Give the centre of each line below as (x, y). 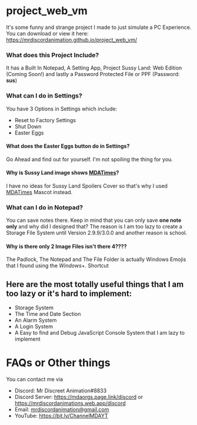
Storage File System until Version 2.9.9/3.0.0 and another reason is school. (97, 233)
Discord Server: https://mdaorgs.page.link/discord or (79, 397)
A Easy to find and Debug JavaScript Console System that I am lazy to (100, 333)
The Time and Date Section (48, 314)
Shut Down (28, 126)
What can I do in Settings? (44, 96)
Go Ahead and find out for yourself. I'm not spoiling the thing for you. (90, 159)
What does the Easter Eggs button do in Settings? (68, 146)
